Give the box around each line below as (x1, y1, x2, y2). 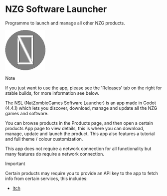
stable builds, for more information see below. (5, 90, 100, 96)
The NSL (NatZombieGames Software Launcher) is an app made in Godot (5, 100, 156, 106)
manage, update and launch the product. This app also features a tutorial (5, 131, 155, 137)
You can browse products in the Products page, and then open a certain (5, 120, 154, 126)
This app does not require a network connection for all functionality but (5, 146, 152, 152)
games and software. (5, 110, 49, 116)
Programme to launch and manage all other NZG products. (5, 20, 126, 26)
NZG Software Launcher (5, 3, 107, 15)
